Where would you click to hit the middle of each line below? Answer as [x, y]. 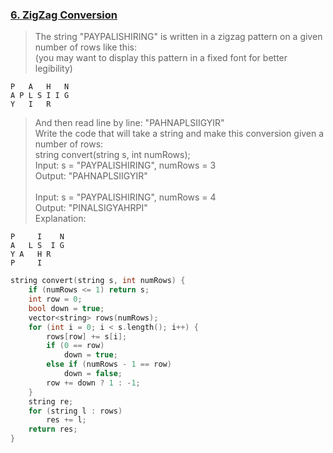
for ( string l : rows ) [75, 411]
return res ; [53, 429]
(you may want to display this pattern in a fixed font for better [161, 58]
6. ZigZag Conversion [64, 15]
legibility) [53, 69]
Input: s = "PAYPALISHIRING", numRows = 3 [125, 165]
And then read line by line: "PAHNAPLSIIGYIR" [129, 123]
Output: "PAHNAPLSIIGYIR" [91, 176]
